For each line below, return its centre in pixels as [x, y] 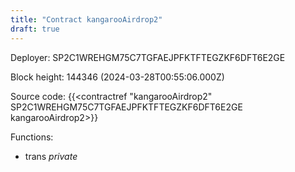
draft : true [35, 29]
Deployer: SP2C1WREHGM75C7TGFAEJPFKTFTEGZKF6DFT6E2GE [148, 57]
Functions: [32, 137]
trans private [51, 156]
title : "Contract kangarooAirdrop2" [86, 19]
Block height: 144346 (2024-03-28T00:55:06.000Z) [117, 77]
